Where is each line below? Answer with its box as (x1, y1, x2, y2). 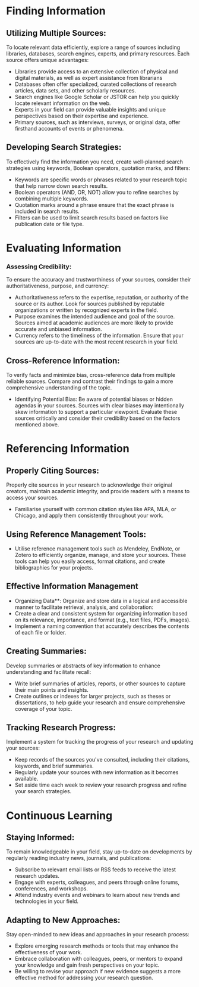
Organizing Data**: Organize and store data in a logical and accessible (14, 597, 188, 604)
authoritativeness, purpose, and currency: (6, 282, 109, 290)
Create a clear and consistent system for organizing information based (14, 609, 188, 617)
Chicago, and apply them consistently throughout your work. (14, 512, 164, 519)
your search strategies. (14, 788, 72, 795)
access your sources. (6, 494, 59, 502)
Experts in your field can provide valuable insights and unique (14, 106, 166, 113)
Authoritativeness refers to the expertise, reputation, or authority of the (14, 294, 189, 301)
